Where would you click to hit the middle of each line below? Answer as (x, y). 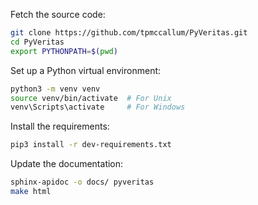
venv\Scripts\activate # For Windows (98, 107)
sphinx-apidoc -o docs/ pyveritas (82, 182)
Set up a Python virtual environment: (86, 70)
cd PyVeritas (37, 42)
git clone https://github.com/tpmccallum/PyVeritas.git (129, 33)
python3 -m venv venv (55, 89)
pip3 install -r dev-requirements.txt (91, 145)
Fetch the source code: (58, 14)
